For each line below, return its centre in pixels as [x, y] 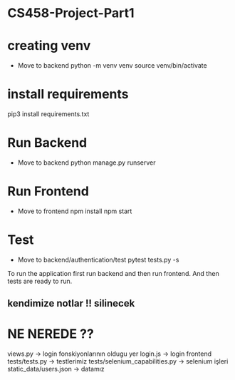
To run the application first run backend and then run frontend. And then [113, 273]
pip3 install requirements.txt [48, 114]
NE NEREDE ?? [51, 334]
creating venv [49, 46]
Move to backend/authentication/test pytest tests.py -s [98, 260]
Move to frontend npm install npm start [75, 211]
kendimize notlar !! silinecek [71, 303]
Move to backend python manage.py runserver [87, 163]
